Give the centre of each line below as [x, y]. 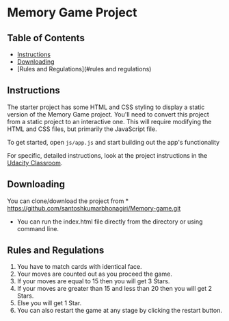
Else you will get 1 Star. [49, 303]
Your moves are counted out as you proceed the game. [94, 274]
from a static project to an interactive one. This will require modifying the [109, 121]
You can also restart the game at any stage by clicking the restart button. [119, 311]
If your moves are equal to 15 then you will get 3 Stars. [93, 281]
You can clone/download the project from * [68, 201]
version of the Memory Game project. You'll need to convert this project [108, 114]
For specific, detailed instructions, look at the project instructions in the [107, 155]
